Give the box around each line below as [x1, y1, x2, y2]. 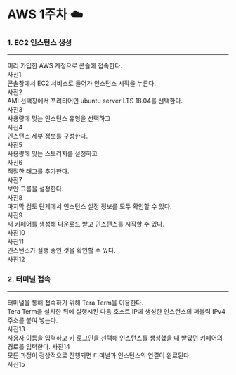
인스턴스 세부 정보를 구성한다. [7, 132, 88, 141]
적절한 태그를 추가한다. [7, 167, 70, 176]
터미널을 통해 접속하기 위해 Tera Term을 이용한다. [7, 298, 144, 307]
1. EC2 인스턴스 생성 [7, 38, 72, 48]
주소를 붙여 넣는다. [7, 316, 58, 324]
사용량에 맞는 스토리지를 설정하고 [7, 149, 98, 158]
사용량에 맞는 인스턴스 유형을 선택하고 [7, 114, 111, 123]
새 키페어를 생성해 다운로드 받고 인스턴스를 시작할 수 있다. [7, 220, 165, 229]
